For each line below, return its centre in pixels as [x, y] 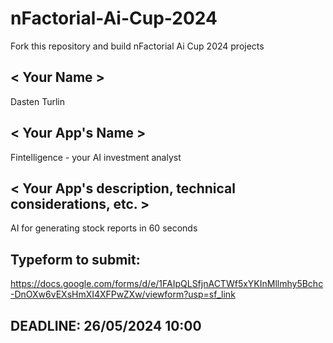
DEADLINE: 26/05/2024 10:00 [106, 325]
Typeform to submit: [75, 259]
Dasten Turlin [37, 101]
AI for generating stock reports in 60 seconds [104, 228]
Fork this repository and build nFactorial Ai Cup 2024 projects [137, 46]
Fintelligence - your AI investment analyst [96, 157]
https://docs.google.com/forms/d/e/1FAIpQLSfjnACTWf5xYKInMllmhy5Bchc [167, 284]
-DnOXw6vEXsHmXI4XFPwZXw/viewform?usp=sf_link [123, 294]
